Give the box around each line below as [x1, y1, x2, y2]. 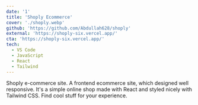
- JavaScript [11, 52, 44, 58]
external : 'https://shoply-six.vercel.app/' [6, 31, 118, 37]
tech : [6, 42, 20, 48]
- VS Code [11, 47, 36, 53]
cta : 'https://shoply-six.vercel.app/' [6, 36, 105, 42]
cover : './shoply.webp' [6, 19, 65, 25]
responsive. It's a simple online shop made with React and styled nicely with [6, 86, 193, 93]
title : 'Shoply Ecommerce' [6, 14, 73, 20]
